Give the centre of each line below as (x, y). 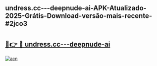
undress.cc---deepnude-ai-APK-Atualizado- (76, 8)
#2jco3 (16, 24)
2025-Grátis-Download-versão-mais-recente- (79, 16)
